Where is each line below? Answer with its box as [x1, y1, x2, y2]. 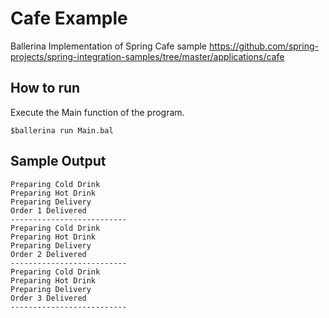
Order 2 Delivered [10, 249, 87, 259]
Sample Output [10, 153, 107, 170]
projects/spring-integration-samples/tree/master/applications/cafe [10, 50, 285, 62]
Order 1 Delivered [10, 205, 87, 216]
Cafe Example [10, 7, 128, 30]
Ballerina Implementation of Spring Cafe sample [10, 40, 208, 52]
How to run [10, 80, 81, 97]
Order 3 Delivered [10, 293, 87, 303]
